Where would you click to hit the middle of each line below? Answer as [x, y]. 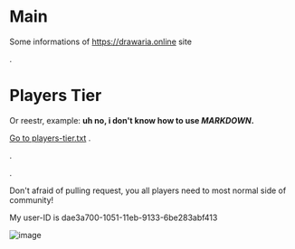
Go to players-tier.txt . [50, 138]
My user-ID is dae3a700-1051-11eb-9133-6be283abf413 [114, 217]
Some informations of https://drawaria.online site [101, 41]
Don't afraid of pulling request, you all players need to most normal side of [148, 190]
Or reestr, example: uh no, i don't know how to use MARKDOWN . [132, 120]
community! [32, 199]
